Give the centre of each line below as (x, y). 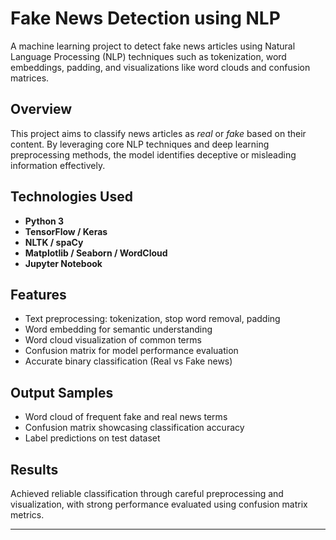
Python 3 (44, 221)
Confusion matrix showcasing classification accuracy (134, 428)
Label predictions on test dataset (92, 438)
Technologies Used (71, 197)
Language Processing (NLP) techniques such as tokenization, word (148, 56)
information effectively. (58, 165)
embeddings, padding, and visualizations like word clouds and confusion (160, 67)
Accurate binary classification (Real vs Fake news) (128, 361)
